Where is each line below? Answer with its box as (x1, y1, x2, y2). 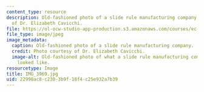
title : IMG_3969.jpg (6, 71, 59, 77)
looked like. (17, 59, 50, 65)
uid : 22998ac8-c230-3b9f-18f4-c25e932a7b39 (6, 76, 118, 82)
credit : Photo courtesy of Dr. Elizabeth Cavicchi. (12, 48, 146, 54)
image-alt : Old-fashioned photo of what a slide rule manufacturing (12, 54, 189, 60)
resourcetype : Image (6, 65, 59, 71)
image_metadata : (6, 37, 47, 43)
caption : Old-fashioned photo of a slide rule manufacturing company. (12, 43, 194, 49)
